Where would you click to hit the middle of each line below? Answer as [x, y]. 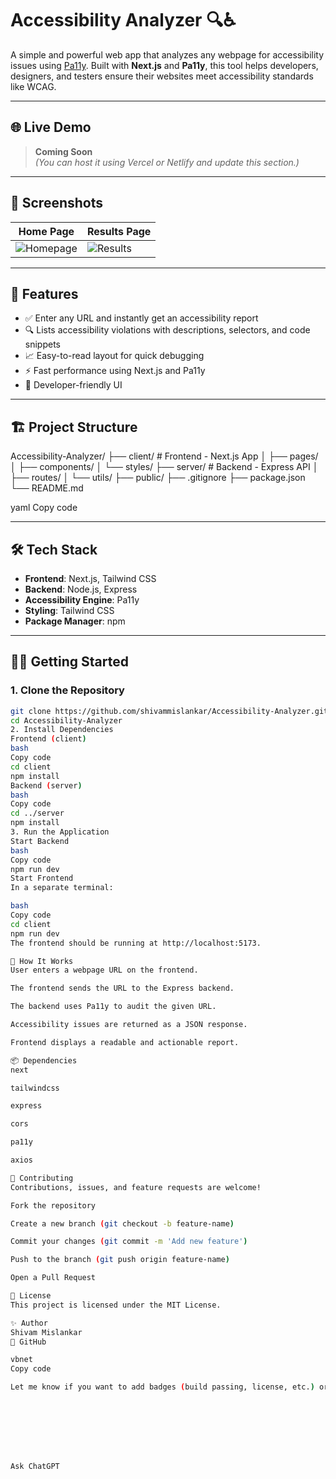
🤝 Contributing [42, 1178]
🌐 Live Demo [51, 127]
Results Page [119, 231]
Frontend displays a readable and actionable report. [125, 1042]
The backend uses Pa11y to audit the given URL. [113, 1007]
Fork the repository [53, 1205]
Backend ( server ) [46, 785]
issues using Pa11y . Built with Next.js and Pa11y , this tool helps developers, [164, 65]
